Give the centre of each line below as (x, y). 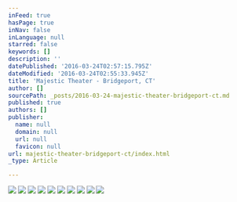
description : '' (35, 60)
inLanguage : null (36, 37)
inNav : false (29, 30)
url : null (31, 139)
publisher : (26, 117)
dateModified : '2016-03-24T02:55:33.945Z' (78, 74)
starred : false (33, 45)
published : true (35, 103)
